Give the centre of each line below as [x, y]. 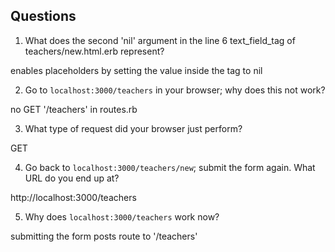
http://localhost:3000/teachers [73, 197]
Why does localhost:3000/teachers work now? [122, 216]
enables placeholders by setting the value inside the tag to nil [136, 70]
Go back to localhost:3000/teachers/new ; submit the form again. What [170, 167]
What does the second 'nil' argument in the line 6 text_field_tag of [160, 40]
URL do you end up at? [72, 178]
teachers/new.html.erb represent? [94, 51]
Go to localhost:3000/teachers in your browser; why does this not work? [175, 90]
